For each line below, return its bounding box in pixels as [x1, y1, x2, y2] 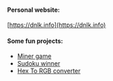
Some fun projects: [7, 37, 63, 45]
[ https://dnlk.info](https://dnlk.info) [7, 21, 106, 29]
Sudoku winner [17, 60, 61, 68]
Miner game [17, 52, 52, 60]
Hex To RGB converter [17, 66, 81, 75]
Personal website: [7, 6, 60, 14]
